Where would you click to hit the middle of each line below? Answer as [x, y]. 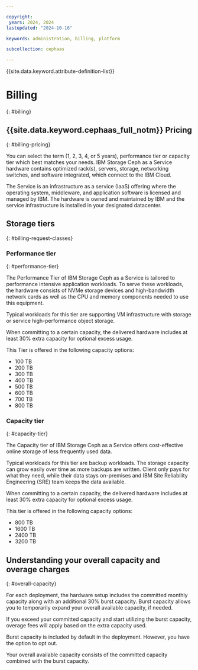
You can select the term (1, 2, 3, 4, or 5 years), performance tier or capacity [98, 156]
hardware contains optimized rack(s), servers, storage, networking [87, 168]
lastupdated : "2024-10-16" [39, 28]
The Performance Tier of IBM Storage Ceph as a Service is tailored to [91, 278]
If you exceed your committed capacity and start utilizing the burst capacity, [99, 619]
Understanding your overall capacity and [83, 560]
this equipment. [25, 303]
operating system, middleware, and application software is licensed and [94, 193]
